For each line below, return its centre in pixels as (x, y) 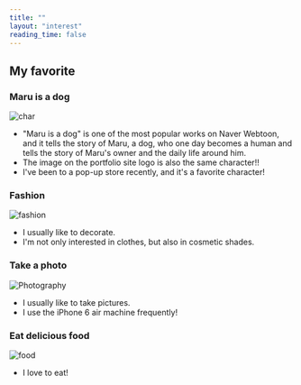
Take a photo (38, 265)
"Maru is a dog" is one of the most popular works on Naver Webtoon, (150, 134)
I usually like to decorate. (68, 233)
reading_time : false (48, 34)
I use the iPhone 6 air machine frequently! (100, 312)
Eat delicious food (50, 335)
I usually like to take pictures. (76, 302)
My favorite (42, 71)
